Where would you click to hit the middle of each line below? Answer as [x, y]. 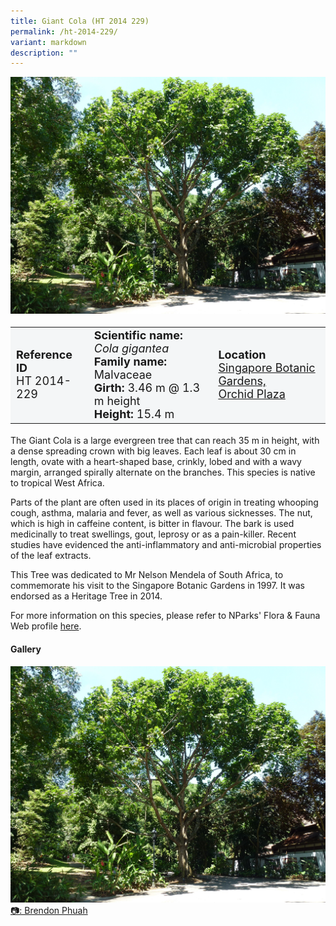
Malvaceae [123, 374]
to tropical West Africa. [57, 483]
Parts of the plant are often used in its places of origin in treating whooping [164, 502]
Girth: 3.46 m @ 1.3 [147, 387]
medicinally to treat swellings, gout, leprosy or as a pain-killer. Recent [153, 534]
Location [242, 355]
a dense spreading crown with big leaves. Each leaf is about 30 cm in [153, 451]
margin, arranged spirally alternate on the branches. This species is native [163, 472]
